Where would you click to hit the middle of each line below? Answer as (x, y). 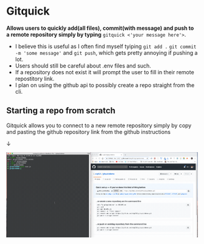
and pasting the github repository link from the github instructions (89, 131)
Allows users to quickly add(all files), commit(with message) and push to (100, 28)
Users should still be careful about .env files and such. (83, 66)
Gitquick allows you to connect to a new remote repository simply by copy (99, 125)
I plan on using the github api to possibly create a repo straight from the (105, 85)
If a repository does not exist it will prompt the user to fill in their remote (104, 72)
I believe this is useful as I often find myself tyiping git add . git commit (106, 46)
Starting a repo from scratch (61, 111)
